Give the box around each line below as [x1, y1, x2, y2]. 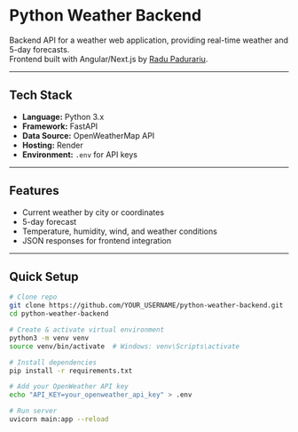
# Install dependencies [9, 357, 98, 367]
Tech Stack [9, 88, 73, 103]
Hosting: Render [21, 140, 84, 150]
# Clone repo [9, 292, 58, 302]
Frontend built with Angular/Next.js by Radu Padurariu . [9, 53, 208, 64]
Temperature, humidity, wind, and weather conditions [21, 226, 217, 236]
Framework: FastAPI [21, 121, 98, 132]
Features [9, 183, 59, 198]
